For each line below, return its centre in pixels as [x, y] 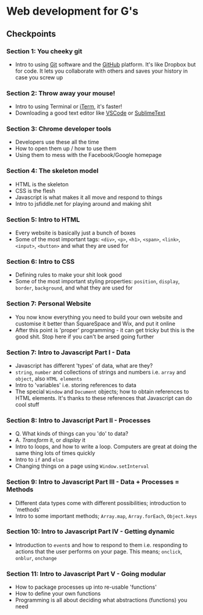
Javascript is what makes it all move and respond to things [89, 197]
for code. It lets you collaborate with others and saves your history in [101, 71]
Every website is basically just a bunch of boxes [75, 233]
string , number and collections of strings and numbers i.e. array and [100, 372]
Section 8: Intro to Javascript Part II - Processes [79, 420]
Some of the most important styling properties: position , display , [97, 282]
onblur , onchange [36, 558]
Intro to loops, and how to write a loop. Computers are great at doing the [106, 446]
